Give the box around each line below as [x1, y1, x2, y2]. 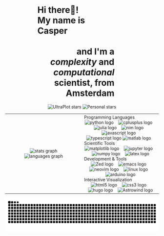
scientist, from [54, 77, 115, 89]
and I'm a [76, 46, 115, 57]
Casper [37, 25, 68, 36]
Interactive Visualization [84, 176, 132, 183]
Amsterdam [65, 88, 115, 99]
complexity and [50, 56, 115, 68]
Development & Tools [84, 156, 127, 162]
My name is [37, 15, 85, 26]
